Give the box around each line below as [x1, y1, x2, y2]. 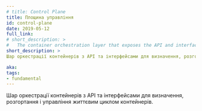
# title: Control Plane [6, 8, 66, 15]
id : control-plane [6, 20, 52, 26]
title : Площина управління [6, 14, 74, 20]
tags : [6, 70, 20, 76]
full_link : [6, 31, 34, 37]
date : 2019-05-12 [6, 25, 50, 32]
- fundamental [6, 76, 42, 82]
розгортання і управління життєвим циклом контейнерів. [6, 98, 153, 106]
